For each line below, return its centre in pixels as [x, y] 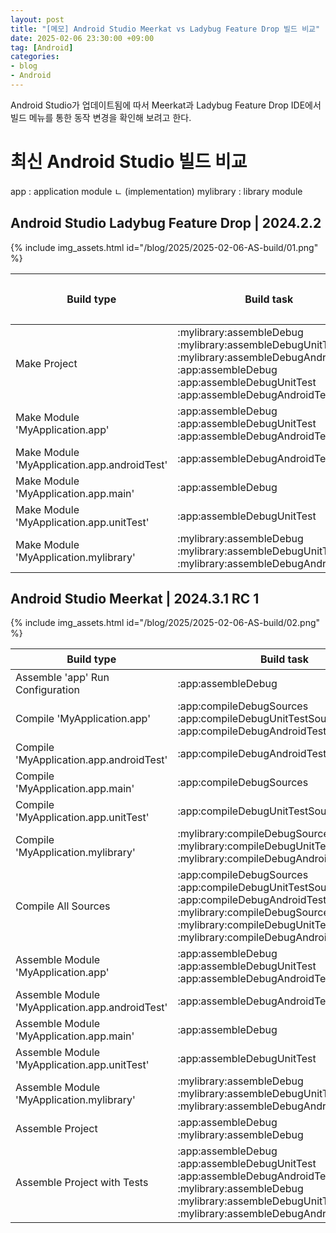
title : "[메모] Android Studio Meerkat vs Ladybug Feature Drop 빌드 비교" [165, 29]
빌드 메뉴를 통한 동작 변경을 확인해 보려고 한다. [101, 117]
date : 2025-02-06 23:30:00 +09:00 [82, 38]
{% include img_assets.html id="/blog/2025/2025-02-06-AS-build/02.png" [165, 623]
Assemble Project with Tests [82, 1183]
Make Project [46, 363]
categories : [35, 57]
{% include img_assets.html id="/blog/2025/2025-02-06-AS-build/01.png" [164, 247]
